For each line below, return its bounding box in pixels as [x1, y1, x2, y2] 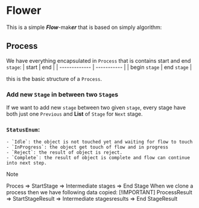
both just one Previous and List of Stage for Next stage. [6, 110, 143, 118]
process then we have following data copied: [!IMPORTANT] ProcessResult [6, 189, 193, 196]
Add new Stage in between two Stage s [6, 90, 119, 98]
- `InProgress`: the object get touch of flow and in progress [6, 144, 169, 151]
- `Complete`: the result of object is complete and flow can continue [6, 155, 190, 161]
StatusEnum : [6, 125, 40, 133]
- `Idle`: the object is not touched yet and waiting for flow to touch [6, 139, 193, 145]
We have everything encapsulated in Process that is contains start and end [6, 57, 191, 64]
